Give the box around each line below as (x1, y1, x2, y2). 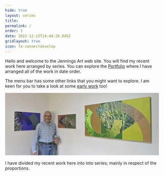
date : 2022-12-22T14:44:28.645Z (5, 34, 71, 39)
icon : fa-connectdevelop (5, 44, 56, 49)
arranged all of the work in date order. (5, 68, 82, 74)
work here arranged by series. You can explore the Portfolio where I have (5, 63, 152, 69)
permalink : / (5, 23, 32, 28)
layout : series (5, 13, 36, 18)
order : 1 (5, 28, 23, 34)
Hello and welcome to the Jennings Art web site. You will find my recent (5, 58, 150, 64)
